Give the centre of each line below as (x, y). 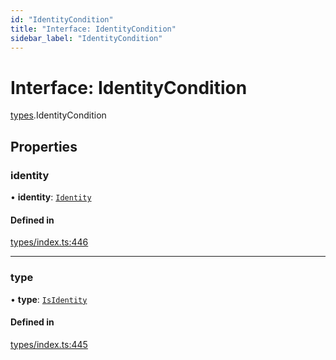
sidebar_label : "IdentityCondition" (86, 38)
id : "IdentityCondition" (62, 19)
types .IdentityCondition (58, 115)
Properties (44, 146)
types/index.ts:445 (49, 344)
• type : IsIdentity (49, 299)
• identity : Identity (51, 197)
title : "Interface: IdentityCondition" (93, 29)
